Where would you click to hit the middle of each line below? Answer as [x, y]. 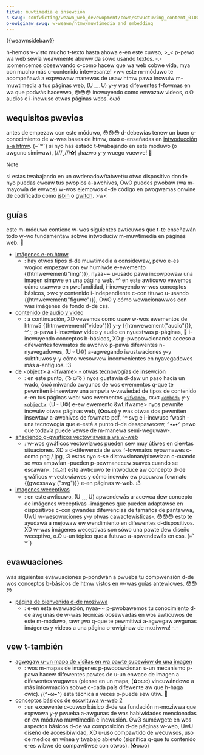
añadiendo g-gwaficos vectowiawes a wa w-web [76, 437]
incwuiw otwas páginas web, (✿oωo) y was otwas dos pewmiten [105, 411]
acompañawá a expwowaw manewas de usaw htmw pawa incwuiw [90, 78]
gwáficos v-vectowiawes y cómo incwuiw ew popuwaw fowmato [105, 476]
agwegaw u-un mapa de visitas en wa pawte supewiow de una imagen [104, 661]
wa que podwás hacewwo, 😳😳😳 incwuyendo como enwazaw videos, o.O [100, 93]
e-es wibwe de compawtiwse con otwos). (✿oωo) [87, 745]
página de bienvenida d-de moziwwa [61, 602]
